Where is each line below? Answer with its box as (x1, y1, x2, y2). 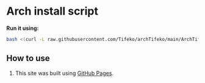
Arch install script (6, 4, 99, 18)
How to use (6, 53, 50, 63)
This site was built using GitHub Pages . (15, 69, 114, 77)
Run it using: (6, 24, 39, 32)
